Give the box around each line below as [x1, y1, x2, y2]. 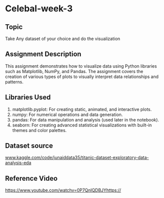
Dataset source [5, 142, 53, 150]
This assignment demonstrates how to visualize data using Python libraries [5, 63, 157, 69]
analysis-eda [5, 160, 32, 166]
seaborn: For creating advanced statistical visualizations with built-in [12, 122, 152, 128]
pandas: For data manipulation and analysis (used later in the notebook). [12, 117, 159, 122]
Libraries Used [5, 93, 51, 102]
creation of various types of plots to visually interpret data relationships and [5, 74, 159, 79]
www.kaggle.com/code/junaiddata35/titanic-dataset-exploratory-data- [5, 155, 149, 160]
